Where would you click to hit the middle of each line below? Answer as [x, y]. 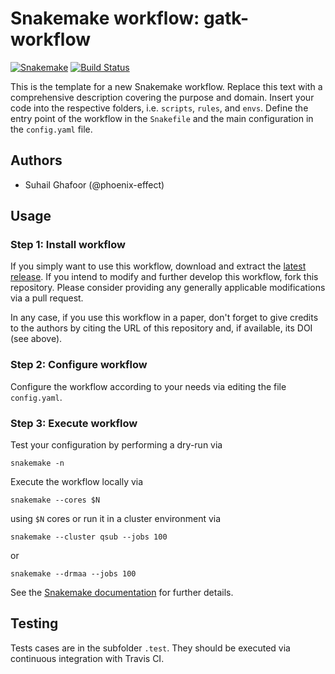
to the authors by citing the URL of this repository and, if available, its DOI [161, 328]
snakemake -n [37, 463]
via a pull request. [47, 298]
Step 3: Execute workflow [74, 423]
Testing [34, 623]
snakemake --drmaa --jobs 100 [73, 574]
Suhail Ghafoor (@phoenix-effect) [94, 184]
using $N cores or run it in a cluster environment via [116, 519]
